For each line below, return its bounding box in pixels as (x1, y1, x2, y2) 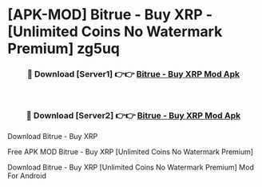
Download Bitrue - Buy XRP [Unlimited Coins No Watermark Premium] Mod (7, 162, 255, 172)
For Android (7, 170, 47, 181)
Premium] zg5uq (7, 40, 121, 58)
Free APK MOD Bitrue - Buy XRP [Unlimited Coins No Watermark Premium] (7, 146, 253, 157)
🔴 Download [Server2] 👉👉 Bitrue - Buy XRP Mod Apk (26, 110, 241, 121)
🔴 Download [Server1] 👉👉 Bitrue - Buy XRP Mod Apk (26, 69, 240, 80)
